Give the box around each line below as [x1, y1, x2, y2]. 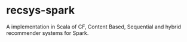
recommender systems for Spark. [6, 29, 89, 36]
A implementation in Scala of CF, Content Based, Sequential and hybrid [6, 23, 181, 30]
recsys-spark [6, 4, 75, 17]
